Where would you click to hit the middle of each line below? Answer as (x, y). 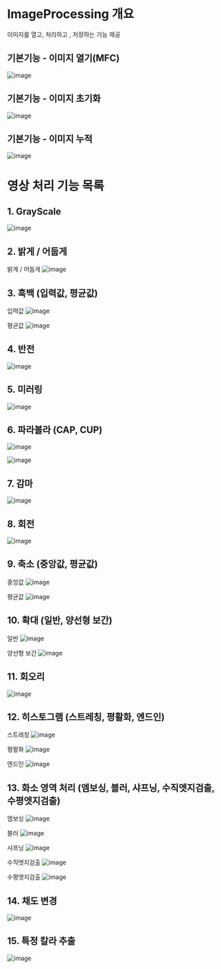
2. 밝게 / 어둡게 (37, 251)
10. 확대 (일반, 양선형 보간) (60, 621)
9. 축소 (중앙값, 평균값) (53, 564)
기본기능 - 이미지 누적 (50, 139)
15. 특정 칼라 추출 (41, 941)
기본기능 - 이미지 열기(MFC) (63, 58)
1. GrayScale (34, 211)
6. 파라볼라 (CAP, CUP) (55, 430)
